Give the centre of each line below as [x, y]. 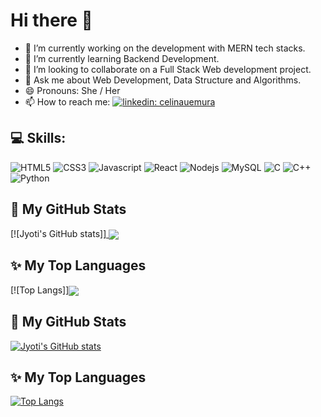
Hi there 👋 [51, 20]
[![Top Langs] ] [40, 290]
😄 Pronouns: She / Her [72, 90]
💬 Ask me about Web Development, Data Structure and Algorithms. [163, 80]
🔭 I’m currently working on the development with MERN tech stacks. [165, 48]
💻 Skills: [38, 138]
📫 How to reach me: [67, 101]
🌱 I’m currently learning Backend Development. [122, 58]
